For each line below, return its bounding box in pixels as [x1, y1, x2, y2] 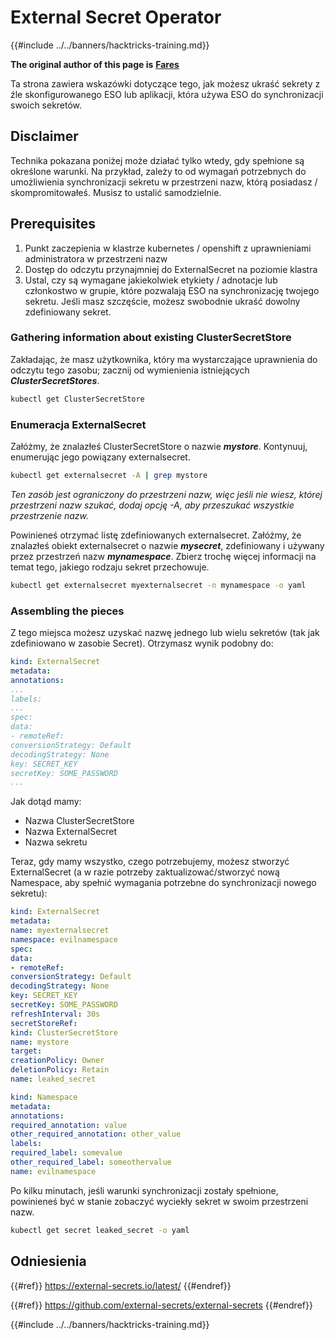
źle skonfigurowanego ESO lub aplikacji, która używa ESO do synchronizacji [10, 88, 324, 100]
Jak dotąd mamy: [10, 796, 82, 808]
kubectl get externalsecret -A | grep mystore [10, 471, 208, 481]
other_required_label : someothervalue [10, 1157, 172, 1168]
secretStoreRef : [10, 1018, 78, 1028]
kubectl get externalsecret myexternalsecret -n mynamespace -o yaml [10, 580, 307, 590]
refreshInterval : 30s [10, 1009, 101, 1019]
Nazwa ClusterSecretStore [24, 815, 135, 827]
